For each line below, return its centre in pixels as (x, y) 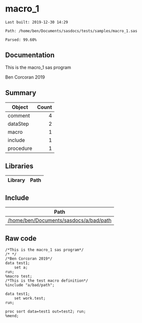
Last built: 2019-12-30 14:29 (37, 22)
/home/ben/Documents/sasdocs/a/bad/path (59, 220)
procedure (20, 148)
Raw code (21, 238)
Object (20, 107)
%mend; (12, 316)
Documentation (30, 55)
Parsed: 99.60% (21, 40)
